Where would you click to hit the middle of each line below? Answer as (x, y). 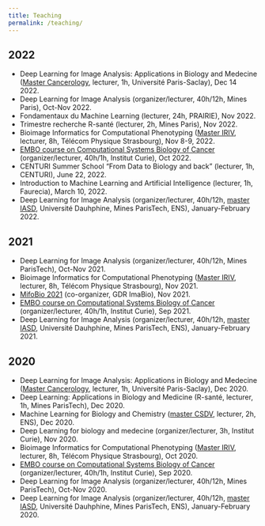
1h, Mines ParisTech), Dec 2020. (72, 405)
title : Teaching (35, 15)
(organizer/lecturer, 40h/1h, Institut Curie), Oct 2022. (105, 158)
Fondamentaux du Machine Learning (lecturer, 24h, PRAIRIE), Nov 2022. (138, 116)
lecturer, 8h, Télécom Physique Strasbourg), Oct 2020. (109, 456)
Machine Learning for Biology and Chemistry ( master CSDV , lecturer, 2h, (138, 414)
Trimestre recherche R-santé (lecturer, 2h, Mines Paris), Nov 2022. (129, 124)
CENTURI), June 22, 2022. (63, 175)
